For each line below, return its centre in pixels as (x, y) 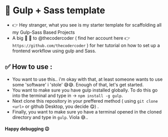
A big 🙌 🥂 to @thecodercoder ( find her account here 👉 (71, 38)
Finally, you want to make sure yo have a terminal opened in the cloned (87, 111)
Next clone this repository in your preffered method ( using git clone (85, 101)
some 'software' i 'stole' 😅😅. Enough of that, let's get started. (78, 84)
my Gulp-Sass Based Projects (43, 32)
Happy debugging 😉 (27, 129)
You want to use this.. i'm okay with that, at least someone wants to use (87, 79)
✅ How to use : (29, 67)
